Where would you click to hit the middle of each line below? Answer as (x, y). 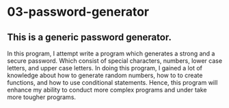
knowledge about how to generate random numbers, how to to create (105, 75)
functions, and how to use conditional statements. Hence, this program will (112, 82)
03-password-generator (78, 12)
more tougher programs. (42, 97)
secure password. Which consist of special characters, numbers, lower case (115, 61)
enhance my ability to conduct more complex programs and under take (107, 90)
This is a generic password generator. (90, 37)
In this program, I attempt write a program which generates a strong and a (111, 53)
